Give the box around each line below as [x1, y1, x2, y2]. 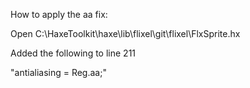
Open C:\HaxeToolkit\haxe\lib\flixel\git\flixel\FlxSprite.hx [10, 28, 241, 39]
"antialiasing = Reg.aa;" [10, 67, 107, 78]
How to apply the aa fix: [10, 9, 108, 20]
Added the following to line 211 [10, 47, 137, 59]
